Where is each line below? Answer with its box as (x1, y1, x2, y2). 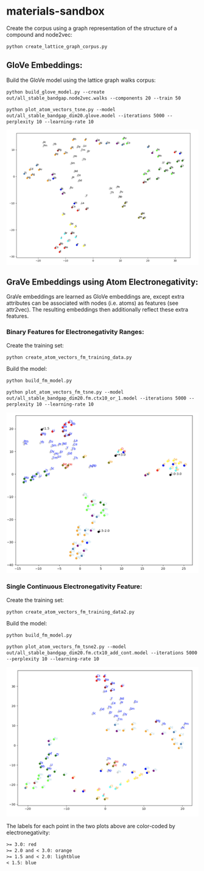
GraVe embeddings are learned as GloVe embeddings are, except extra (6, 293, 185, 301)
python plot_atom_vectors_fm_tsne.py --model (6, 389, 124, 395)
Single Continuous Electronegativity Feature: (6, 582, 142, 591)
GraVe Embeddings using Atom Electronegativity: (6, 277, 199, 288)
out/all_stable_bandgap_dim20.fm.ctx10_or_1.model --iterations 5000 (6, 395, 187, 401)
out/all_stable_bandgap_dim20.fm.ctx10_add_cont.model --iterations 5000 (6, 649, 198, 656)
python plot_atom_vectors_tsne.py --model (6, 106, 116, 112)
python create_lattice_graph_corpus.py (6, 43, 108, 49)
